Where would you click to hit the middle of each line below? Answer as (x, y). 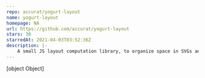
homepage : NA (23, 23)
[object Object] (25, 68)
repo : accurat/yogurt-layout (43, 12)
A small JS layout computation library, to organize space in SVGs (105, 51)
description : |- (27, 46)
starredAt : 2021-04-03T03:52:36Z (49, 40)
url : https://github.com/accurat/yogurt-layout (68, 29)
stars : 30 (19, 34)
